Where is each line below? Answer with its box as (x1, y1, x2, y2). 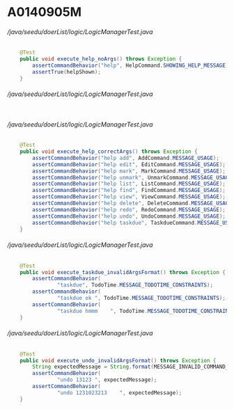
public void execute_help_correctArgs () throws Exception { (19, 148, 198, 155)
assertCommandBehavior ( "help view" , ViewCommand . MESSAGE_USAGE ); (32, 193, 226, 200)
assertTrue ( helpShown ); (32, 69, 101, 76)
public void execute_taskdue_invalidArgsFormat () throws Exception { (19, 268, 226, 275)
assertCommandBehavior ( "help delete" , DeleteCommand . (32, 200, 192, 207)
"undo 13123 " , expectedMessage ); (56, 376, 157, 383)
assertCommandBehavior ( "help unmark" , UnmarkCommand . (32, 174, 192, 181)
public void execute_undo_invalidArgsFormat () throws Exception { (19, 357, 217, 364)
